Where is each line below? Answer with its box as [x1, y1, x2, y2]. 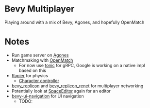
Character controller [18, 78, 59, 83]
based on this [18, 67, 47, 73]
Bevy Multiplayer [4, 3, 75, 14]
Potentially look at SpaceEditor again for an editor [11, 88, 111, 94]
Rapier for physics [11, 72, 48, 78]
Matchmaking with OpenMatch [11, 57, 73, 63]
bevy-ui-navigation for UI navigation [11, 93, 84, 99]
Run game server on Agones [11, 52, 69, 58]
